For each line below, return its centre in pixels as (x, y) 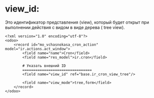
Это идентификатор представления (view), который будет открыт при (77, 22)
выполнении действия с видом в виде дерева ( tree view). (65, 27)
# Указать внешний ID (44, 66)
